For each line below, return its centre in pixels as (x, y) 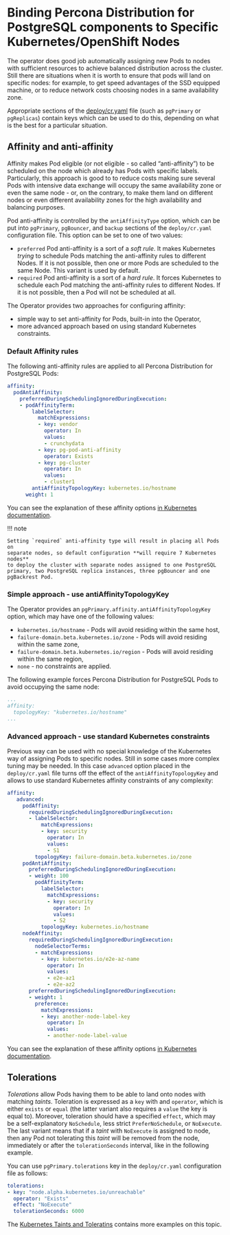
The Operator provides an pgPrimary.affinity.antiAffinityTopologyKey (109, 609)
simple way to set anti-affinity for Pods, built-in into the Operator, (109, 319)
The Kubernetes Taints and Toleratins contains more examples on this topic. (114, 1225)
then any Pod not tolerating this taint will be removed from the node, (104, 1137)
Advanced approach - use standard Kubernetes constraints (109, 736)
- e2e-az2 (61, 985)
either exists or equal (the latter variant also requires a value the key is (107, 1109)
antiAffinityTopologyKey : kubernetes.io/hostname (104, 488)
